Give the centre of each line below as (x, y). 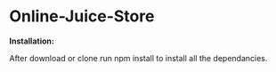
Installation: (32, 41)
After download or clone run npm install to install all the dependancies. (138, 58)
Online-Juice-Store (82, 16)
